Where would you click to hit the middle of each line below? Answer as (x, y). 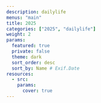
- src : (20, 79)
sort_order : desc (34, 62)
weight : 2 (19, 35)
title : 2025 (21, 23)
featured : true (31, 46)
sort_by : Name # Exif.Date (46, 68)
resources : (20, 74)
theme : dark (27, 57)
